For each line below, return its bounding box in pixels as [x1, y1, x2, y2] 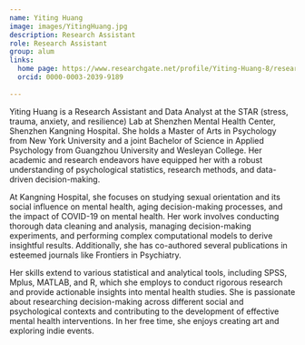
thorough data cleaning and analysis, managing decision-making [9, 220, 251, 231]
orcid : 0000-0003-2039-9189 [17, 73, 124, 82]
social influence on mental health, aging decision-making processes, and [9, 201, 283, 212]
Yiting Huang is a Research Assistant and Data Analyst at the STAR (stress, [9, 106, 289, 117]
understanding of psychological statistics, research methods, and [9, 164, 255, 175]
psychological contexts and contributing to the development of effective [9, 306, 280, 317]
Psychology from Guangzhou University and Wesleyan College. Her [9, 145, 262, 156]
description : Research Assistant [9, 30, 136, 39]
